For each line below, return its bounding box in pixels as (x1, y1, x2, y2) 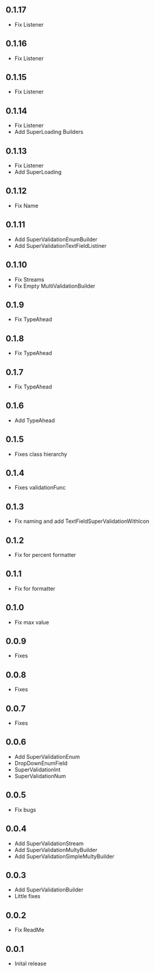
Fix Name (14, 202, 39, 209)
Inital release (14, 960, 47, 967)
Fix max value (14, 618, 50, 626)
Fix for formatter (14, 585, 56, 592)
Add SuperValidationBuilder (14, 886, 84, 893)
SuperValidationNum (14, 772, 66, 779)
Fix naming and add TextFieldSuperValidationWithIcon (14, 518, 150, 525)
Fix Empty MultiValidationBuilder (14, 282, 96, 290)
